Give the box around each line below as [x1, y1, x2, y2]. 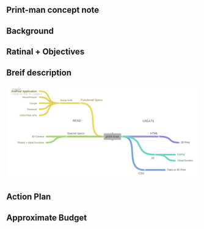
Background [6, 26, 54, 36]
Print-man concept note [6, 5, 100, 15]
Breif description [6, 67, 72, 78]
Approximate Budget [6, 212, 87, 223]
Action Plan [6, 192, 51, 202]
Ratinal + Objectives [6, 47, 85, 57]
